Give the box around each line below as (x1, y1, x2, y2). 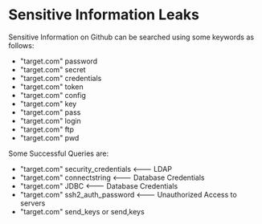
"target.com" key (19, 99, 77, 108)
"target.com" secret (19, 64, 86, 74)
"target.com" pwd (19, 132, 80, 142)
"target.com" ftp (19, 124, 75, 134)
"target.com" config (19, 90, 87, 100)
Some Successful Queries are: (8, 149, 109, 158)
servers (19, 198, 46, 208)
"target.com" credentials (19, 73, 102, 83)
